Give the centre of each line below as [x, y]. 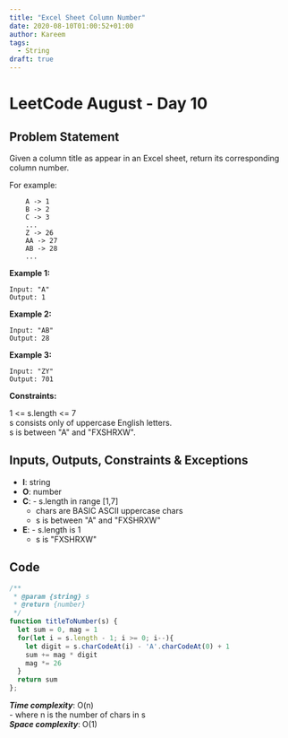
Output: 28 [30, 338]
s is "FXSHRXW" [66, 539]
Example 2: [30, 314]
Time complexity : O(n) [51, 705]
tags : [19, 43]
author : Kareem [38, 34]
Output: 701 [31, 379]
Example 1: [30, 273]
